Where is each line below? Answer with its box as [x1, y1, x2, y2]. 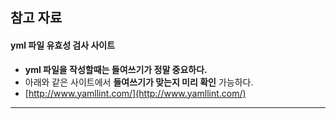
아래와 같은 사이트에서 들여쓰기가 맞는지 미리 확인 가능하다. [24, 76, 254, 88]
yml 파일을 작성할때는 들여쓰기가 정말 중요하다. [24, 63, 208, 75]
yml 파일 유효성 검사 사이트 [10, 39, 116, 51]
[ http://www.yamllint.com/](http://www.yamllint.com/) [24, 87, 247, 99]
